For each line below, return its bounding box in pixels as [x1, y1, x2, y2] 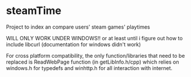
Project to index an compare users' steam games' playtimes [6, 23, 151, 30]
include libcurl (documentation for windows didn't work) [6, 41, 141, 48]
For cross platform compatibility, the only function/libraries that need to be [6, 52, 185, 59]
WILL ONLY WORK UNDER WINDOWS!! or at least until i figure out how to [6, 34, 183, 41]
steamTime [6, 4, 61, 17]
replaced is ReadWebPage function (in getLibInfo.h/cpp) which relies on [6, 58, 179, 65]
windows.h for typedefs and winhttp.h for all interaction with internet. [6, 64, 173, 71]
